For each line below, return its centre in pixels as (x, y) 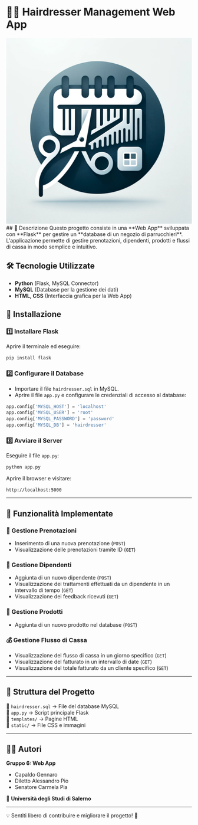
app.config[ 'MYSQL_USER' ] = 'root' (50, 413)
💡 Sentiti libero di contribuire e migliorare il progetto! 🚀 (72, 816)
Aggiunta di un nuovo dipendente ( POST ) (63, 578)
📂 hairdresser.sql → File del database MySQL (63, 706)
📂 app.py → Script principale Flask (47, 712)
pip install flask (29, 358)
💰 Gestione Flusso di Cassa (47, 640)
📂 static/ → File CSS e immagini (46, 725)
